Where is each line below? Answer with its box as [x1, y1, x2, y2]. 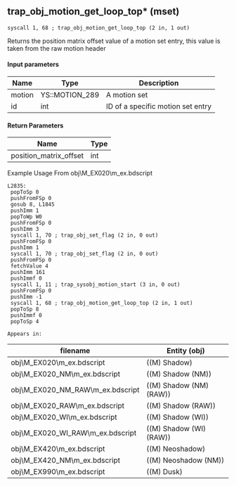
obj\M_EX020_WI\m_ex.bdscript [11, 412, 117, 422]
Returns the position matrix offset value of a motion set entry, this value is [7, 37, 221, 45]
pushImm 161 [10, 269, 46, 276]
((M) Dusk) [146, 467, 183, 477]
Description [138, 78, 179, 88]
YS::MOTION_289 [40, 90, 100, 100]
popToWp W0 [10, 213, 42, 220]
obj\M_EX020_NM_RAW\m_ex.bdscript [11, 385, 140, 395]
